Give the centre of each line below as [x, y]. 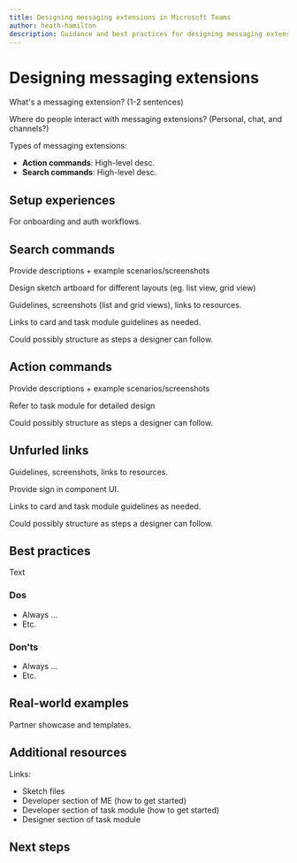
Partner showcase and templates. [70, 724]
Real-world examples [69, 703]
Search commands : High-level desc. [89, 173]
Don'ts [24, 647]
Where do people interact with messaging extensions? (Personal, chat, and [146, 119]
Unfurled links [49, 451]
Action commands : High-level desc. [88, 163]
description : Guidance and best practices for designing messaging [136, 34]
